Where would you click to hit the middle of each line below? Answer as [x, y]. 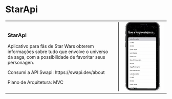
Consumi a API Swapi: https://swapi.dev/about [56, 72]
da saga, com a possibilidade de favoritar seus [56, 57]
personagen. [21, 62]
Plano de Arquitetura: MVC [36, 82]
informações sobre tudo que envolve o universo [58, 52]
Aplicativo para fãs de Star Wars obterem [51, 46]
